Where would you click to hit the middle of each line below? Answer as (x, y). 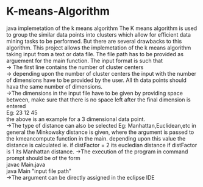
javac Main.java (26, 164)
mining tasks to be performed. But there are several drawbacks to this (94, 41)
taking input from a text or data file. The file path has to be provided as (95, 54)
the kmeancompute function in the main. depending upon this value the (96, 138)
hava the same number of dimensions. (54, 86)
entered (16, 106)
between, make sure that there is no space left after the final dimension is (98, 100)
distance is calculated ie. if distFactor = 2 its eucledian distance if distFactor (102, 145)
